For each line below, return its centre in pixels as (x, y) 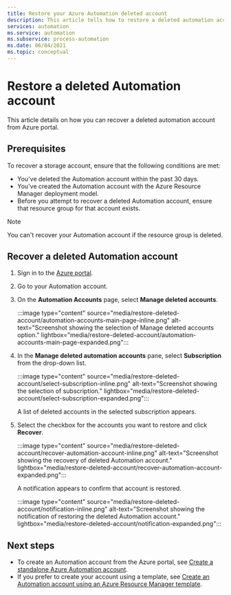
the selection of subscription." (59, 391)
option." (28, 335)
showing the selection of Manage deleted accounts (141, 327)
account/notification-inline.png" (62, 509)
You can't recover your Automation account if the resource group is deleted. (115, 234)
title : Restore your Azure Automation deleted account (87, 13)
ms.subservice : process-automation (58, 39)
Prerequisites (36, 149)
